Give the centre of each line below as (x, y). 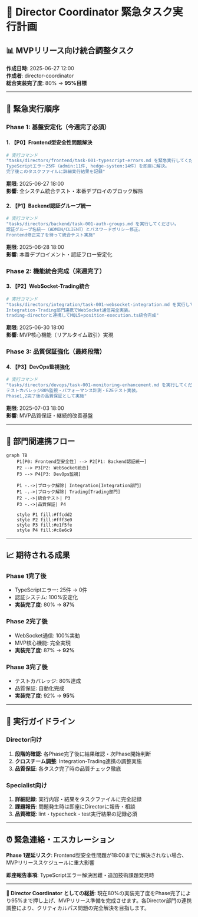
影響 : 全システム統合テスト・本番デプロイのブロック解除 (75, 191)
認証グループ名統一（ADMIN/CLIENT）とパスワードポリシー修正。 (75, 229)
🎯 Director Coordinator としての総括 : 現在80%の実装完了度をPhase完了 (93, 893)
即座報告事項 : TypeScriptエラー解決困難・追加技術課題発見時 (80, 875)
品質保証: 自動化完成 (39, 688)
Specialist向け (27, 785)
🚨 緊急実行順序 (33, 109)
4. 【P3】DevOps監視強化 (38, 367)
